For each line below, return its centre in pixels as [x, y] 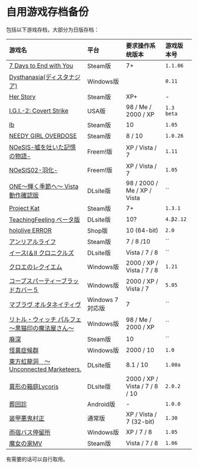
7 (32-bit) [140, 421]
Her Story [22, 96]
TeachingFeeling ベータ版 [45, 219]
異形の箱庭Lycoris [34, 386]
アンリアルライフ [33, 242]
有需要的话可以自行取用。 [37, 459]
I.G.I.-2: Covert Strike [39, 110]
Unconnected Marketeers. [45, 369]
